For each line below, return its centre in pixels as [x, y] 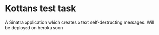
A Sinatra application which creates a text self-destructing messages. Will [80, 22]
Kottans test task [40, 9]
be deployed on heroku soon [34, 27]
